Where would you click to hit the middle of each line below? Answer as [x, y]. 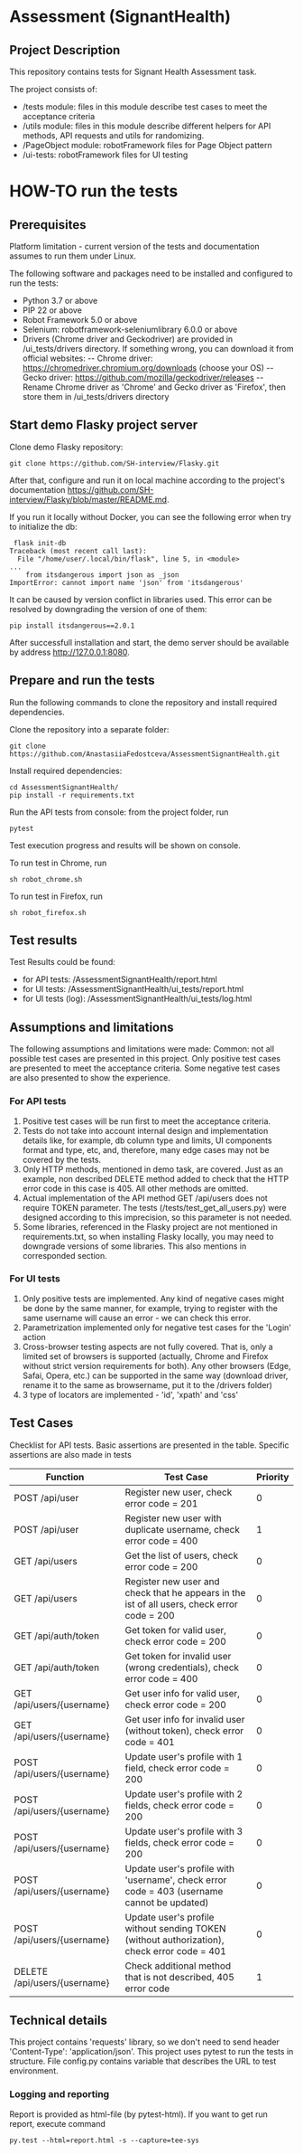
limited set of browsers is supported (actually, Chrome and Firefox [145, 1356]
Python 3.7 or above [60, 301]
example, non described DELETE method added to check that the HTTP [156, 1178]
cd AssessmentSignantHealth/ [64, 787]
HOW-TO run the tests [94, 191]
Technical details [59, 2021]
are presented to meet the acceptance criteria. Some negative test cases [145, 1068]
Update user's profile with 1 [184, 1756]
